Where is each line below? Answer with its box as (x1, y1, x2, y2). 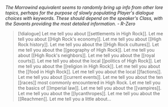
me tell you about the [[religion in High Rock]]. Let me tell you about (17, 63, 160, 69)
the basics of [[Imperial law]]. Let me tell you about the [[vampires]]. (17, 85, 162, 91)
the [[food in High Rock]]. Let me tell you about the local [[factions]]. (17, 69, 162, 75)
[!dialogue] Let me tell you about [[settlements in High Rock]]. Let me (17, 31, 163, 36)
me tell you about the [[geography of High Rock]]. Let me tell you (17, 47, 155, 53)
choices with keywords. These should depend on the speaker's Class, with (5, 15, 163, 21)
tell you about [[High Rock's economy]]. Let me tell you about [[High (17, 36, 162, 42)
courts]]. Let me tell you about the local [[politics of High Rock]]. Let (17, 58, 161, 63)
